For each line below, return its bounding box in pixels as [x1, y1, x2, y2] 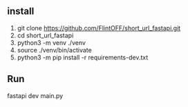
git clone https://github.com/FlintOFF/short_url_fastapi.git [17, 23, 181, 32]
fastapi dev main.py [7, 91, 64, 99]
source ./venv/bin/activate [17, 46, 92, 54]
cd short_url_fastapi [17, 31, 74, 39]
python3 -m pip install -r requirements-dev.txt [17, 53, 149, 61]
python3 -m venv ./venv [17, 38, 86, 47]
